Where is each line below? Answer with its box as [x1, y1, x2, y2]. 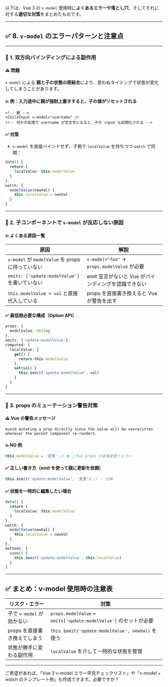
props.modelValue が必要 [86, 263, 144, 270]
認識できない [116, 281, 147, 288]
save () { [9, 551, 28, 556]
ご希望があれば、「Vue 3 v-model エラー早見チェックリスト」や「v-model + [5, 670, 161, 676]
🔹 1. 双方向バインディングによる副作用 [5, 54, 96, 61]
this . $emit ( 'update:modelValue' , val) [18, 370, 99, 375]
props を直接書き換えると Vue [86, 290, 157, 297]
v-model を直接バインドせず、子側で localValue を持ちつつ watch [12, 143, 146, 149]
